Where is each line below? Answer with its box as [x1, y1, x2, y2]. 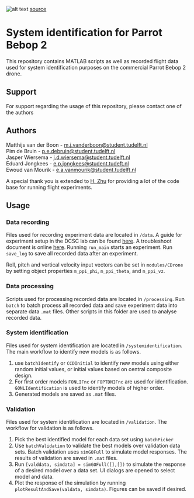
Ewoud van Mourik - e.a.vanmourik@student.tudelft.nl [6, 166, 136, 173]
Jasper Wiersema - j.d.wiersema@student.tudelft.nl [6, 154, 130, 161]
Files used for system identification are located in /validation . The [6, 419, 167, 426]
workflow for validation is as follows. [6, 424, 94, 432]
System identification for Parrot [6, 26, 162, 39]
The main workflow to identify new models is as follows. [6, 348, 141, 355]
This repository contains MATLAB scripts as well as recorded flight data [6, 57, 179, 64]
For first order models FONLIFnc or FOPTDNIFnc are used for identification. [14, 378, 189, 385]
